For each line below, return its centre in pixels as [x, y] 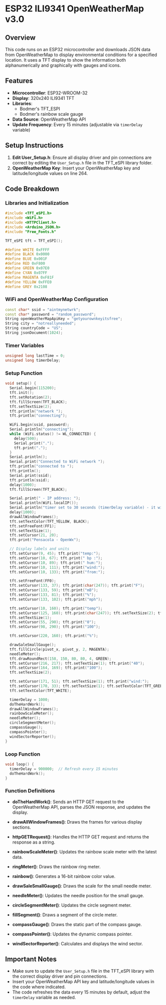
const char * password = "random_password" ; [51, 314]
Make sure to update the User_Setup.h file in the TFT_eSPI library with [83, 971]
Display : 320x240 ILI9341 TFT [43, 98]
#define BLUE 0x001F [26, 259]
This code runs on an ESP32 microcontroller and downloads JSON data [78, 49]
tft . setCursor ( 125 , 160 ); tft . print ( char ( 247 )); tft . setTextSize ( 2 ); [83, 613]
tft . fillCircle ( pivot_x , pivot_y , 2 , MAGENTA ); [60, 649]
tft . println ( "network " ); [36, 411]
